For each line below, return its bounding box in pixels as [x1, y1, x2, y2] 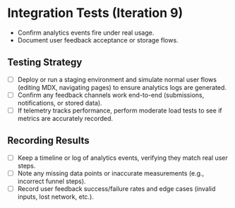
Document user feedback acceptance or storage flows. [17, 35, 179, 44]
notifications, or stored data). [17, 98, 102, 107]
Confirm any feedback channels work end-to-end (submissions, [17, 91, 205, 99]
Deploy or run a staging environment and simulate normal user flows [17, 75, 217, 83]
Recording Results [7, 134, 90, 146]
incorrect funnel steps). [17, 177, 86, 185]
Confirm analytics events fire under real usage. [17, 28, 155, 37]
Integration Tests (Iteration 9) [7, 5, 183, 21]
